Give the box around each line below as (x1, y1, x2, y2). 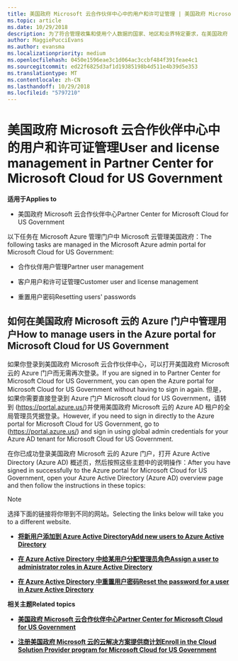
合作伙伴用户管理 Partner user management (17, 263, 144, 271)
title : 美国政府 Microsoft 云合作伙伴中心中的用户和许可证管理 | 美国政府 (7, 10, 206, 18)
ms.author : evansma (7, 43, 65, 50)
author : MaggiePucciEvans (7, 37, 84, 44)
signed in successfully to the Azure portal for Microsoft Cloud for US (7, 465, 208, 475)
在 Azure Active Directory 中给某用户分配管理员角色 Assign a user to (17, 554, 220, 563)
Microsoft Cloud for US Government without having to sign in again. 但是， (7, 385, 225, 393)
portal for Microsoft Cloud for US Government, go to (7, 419, 159, 428)
